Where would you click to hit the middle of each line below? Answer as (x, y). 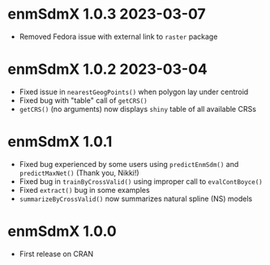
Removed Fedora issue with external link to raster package (118, 36)
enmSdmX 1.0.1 (60, 142)
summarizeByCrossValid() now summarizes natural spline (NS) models (136, 199)
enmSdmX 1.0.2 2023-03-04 (107, 69)
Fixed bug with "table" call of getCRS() (83, 100)
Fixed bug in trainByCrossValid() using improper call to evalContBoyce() (141, 181)
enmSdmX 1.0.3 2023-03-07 (107, 14)
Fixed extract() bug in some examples (85, 190)
